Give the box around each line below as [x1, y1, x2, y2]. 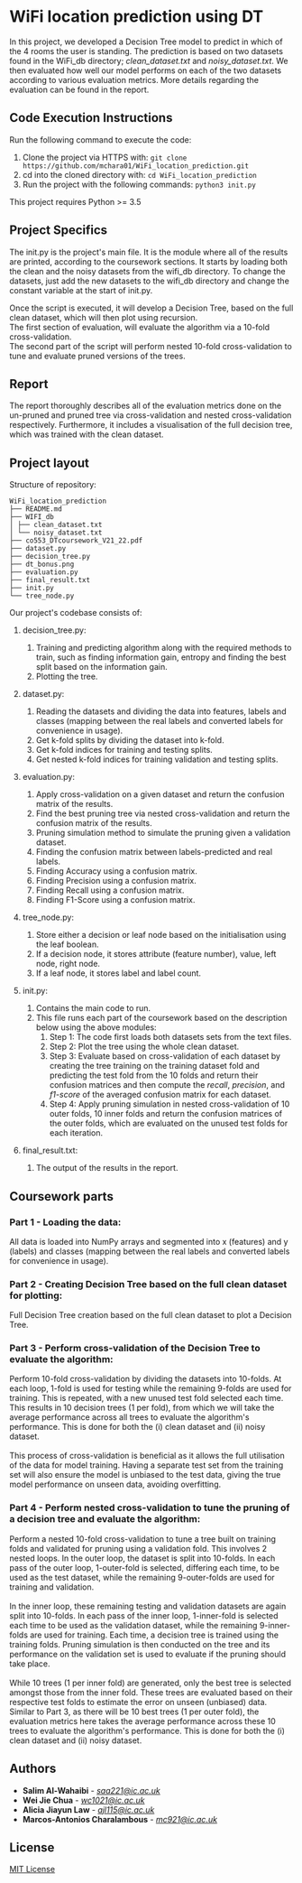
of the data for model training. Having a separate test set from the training [9, 1460, 284, 1470]
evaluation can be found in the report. [9, 84, 150, 95]
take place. [9, 1658, 50, 1669]
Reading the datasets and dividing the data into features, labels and [35, 706, 287, 717]
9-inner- [259, 1619, 291, 1630]
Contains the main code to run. [35, 1003, 151, 1014]
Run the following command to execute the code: [9, 134, 192, 145]
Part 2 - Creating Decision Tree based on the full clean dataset [9, 1277, 288, 1290]
